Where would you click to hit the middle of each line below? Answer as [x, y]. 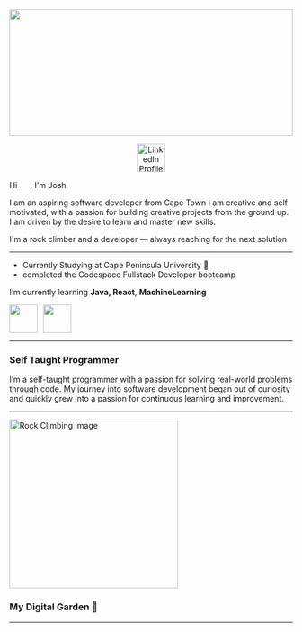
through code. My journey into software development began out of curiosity [150, 389]
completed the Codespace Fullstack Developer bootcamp [129, 275]
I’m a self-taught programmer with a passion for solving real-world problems [151, 379]
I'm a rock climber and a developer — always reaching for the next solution [148, 239]
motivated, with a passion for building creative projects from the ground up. [149, 212]
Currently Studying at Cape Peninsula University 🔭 [115, 265]
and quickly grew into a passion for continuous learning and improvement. [147, 399]
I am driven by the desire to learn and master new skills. [113, 221]
